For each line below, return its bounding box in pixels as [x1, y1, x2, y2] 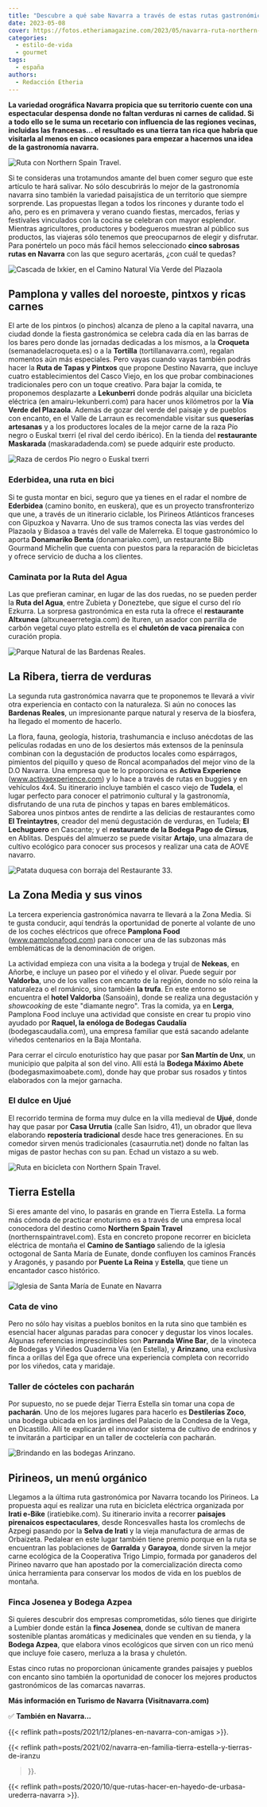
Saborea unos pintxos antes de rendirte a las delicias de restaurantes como [8, 807, 256, 817]
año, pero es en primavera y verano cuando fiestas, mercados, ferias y [8, 207, 240, 216]
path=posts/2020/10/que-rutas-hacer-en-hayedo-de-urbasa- [43, 1782, 246, 1792]
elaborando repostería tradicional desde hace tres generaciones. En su [8, 1130, 244, 1140]
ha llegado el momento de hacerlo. [8, 716, 122, 726]
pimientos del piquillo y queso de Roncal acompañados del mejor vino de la [8, 756, 256, 767]
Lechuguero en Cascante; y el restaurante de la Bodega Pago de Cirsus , [8, 824, 250, 834]
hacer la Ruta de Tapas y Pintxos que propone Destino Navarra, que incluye [8, 363, 258, 373]
